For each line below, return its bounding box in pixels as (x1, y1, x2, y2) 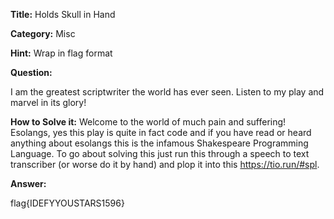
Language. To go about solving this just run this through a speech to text (10, 148, 310, 159)
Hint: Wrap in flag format (10, 47, 113, 59)
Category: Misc (10, 28, 76, 39)
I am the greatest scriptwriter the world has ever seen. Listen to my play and (10, 86, 325, 98)
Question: (10, 67, 53, 78)
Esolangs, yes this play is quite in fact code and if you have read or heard (10, 127, 312, 138)
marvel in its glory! (10, 97, 87, 108)
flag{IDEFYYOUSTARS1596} (10, 197, 125, 209)
